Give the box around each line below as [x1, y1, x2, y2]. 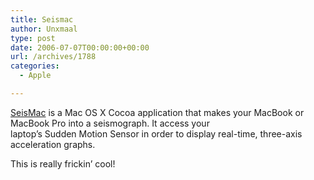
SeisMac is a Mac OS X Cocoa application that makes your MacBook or [10, 106, 305, 118]
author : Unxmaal [10, 24, 78, 34]
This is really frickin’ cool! [10, 157, 116, 170]
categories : [10, 61, 60, 71]
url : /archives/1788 [10, 52, 97, 62]
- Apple [19, 71, 52, 81]
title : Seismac [10, 14, 74, 25]
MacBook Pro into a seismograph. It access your [10, 117, 210, 129]
